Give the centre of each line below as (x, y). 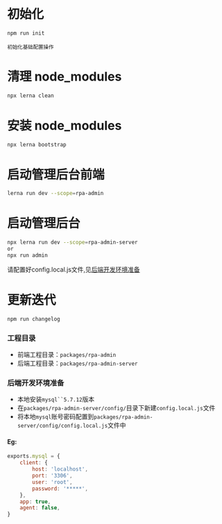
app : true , (35, 501)
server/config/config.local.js (62, 426)
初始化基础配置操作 (31, 47)
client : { (34, 463)
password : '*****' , (60, 489)
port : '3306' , (52, 476)
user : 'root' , (52, 482)
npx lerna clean (31, 95)
